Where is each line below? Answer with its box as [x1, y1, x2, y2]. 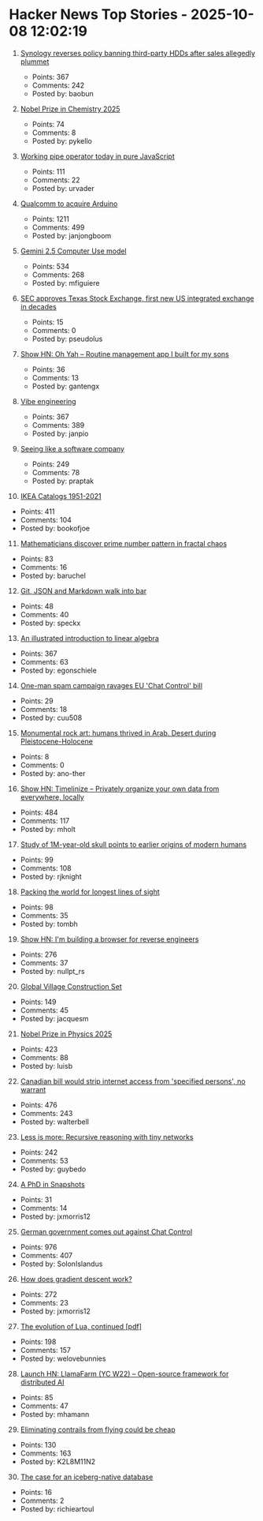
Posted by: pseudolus [31, 334, 103, 343]
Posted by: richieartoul [20, 1504, 94, 1513]
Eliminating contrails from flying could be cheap [20, 1425, 176, 1434]
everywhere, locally [20, 792, 85, 802]
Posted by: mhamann [20, 1409, 90, 1418]
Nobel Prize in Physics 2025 [20, 1028, 113, 1039]
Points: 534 [31, 261, 70, 271]
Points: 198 [20, 1336, 57, 1347]
